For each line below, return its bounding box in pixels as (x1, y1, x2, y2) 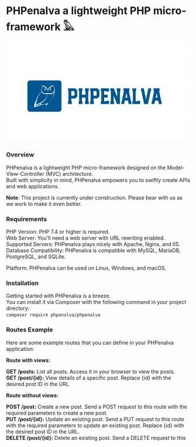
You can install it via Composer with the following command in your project (6, 299, 187, 306)
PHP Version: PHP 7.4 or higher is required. (6, 228, 110, 236)
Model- (167, 164, 185, 171)
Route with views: (6, 356, 51, 364)
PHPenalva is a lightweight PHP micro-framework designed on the (6, 164, 166, 171)
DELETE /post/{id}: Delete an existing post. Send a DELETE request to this (6, 434, 186, 441)
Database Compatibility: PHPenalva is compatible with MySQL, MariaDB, (6, 247, 181, 254)
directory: (6, 305, 30, 312)
